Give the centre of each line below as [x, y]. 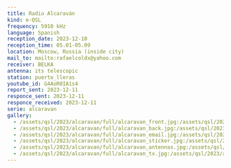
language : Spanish [33, 33]
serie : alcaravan [32, 109]
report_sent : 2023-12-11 [43, 90]
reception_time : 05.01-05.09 [49, 45]
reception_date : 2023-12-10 [47, 39]
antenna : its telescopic [43, 71]
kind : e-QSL [24, 20]
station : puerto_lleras [41, 77]
